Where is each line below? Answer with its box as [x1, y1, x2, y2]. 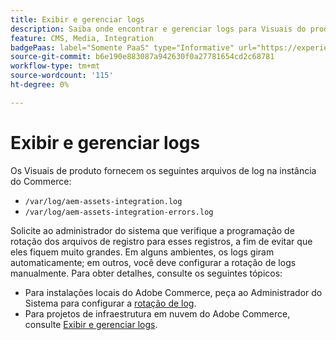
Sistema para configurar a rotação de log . [24, 297, 197, 309]
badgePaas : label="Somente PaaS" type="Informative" [10, 42, 235, 53]
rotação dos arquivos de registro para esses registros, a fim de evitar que [10, 235, 313, 247]
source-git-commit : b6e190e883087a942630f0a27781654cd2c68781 [10, 52, 275, 62]
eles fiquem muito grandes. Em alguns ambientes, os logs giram [10, 246, 275, 258]
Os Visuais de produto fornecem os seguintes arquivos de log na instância [10, 164, 317, 176]
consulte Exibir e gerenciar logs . [24, 318, 158, 330]
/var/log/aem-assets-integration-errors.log [24, 207, 214, 217]
